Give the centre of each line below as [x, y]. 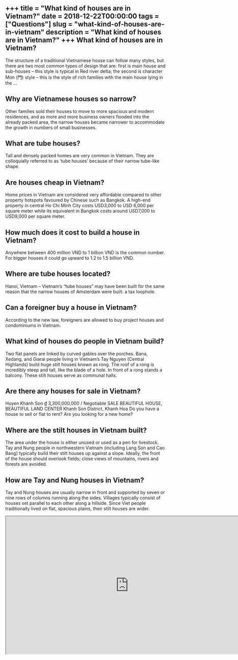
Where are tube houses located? [58, 274]
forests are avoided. [26, 464]
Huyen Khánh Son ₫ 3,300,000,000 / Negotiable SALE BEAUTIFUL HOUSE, [84, 404]
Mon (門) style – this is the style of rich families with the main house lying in [84, 77]
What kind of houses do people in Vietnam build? [85, 341]
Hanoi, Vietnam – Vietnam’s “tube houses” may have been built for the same [85, 286]
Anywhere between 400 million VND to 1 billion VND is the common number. [85, 253]
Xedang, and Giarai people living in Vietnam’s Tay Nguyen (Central [75, 359]
